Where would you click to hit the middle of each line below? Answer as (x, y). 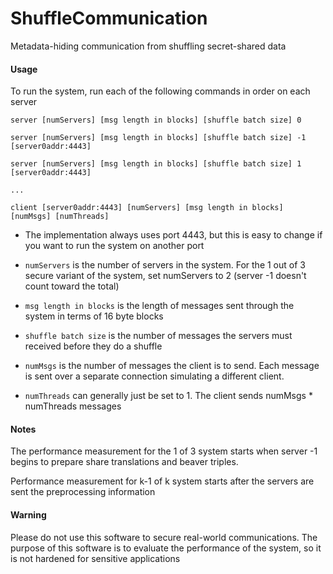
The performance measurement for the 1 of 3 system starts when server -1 (164, 451)
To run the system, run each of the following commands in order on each (160, 91)
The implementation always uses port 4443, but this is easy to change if (173, 235)
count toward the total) (72, 286)
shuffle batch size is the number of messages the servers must (158, 336)
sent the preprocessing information (83, 492)
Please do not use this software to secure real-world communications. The (164, 537)
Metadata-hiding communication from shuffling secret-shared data (148, 46)
